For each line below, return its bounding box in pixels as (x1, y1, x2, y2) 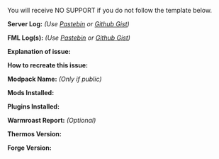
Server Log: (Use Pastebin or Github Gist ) (7, 20, 130, 28)
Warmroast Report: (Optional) (7, 116, 96, 124)
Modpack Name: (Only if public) (7, 75, 102, 83)
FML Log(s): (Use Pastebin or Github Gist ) (7, 33, 131, 42)
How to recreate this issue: (7, 61, 89, 70)
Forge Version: (7, 143, 52, 152)
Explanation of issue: (7, 48, 71, 55)
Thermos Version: (7, 130, 62, 138)
